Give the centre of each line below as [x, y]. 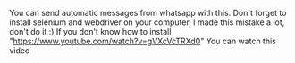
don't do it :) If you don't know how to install [90, 31]
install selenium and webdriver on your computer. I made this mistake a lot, [147, 22]
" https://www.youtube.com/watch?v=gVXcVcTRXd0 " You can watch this [143, 41]
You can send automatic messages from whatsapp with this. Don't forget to [148, 13]
